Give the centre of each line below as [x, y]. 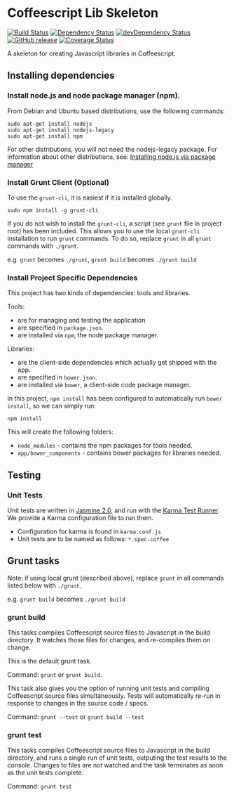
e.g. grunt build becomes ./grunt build [67, 599]
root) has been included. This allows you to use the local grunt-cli [104, 231]
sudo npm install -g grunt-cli [53, 210]
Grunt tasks [33, 561]
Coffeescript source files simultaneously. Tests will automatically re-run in [114, 696]
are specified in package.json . [60, 328]
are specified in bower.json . [57, 377]
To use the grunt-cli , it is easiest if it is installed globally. [90, 197]
